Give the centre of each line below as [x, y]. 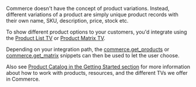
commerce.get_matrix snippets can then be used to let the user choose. [93, 55]
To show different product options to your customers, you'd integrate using [97, 32]
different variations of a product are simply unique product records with [92, 14]
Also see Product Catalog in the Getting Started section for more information [98, 67]
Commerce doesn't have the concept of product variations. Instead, [88, 8]
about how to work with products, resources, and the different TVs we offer [97, 73]
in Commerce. [23, 79]
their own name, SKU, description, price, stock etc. [67, 21]
